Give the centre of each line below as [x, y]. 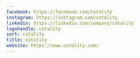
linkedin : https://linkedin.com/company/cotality [70, 23]
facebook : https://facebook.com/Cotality [59, 12]
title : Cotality [27, 40]
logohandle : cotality [34, 29]
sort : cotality [25, 34]
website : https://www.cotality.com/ [52, 46]
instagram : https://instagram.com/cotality [62, 18]
